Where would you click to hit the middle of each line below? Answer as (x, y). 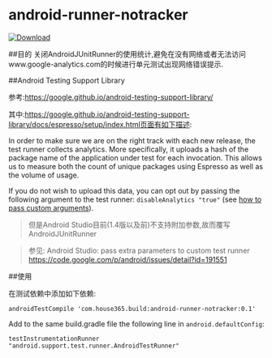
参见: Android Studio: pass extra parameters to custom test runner (139, 250)
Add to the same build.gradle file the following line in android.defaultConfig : (137, 324)
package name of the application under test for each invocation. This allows (135, 158)
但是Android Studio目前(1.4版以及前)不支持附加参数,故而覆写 (129, 224)
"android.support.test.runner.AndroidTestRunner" (94, 346)
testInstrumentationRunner (54, 339)
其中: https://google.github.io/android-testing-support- (99, 114)
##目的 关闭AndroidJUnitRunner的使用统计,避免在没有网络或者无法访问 (127, 53)
